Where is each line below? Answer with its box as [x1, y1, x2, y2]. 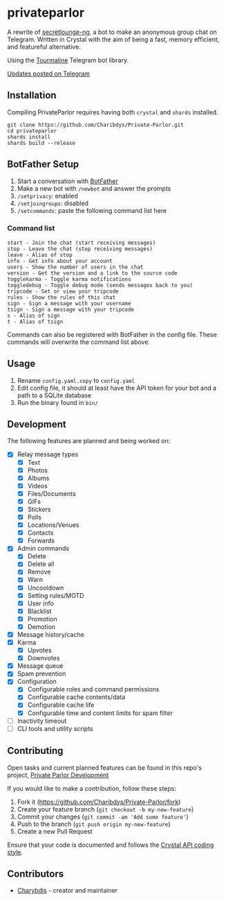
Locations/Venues [27, 521, 79, 529]
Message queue [17, 662, 64, 670]
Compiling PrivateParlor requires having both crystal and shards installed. [7, 108, 219, 116]
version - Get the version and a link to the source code [7, 269, 178, 277]
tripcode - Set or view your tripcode [7, 288, 119, 295]
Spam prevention [17, 669, 66, 678]
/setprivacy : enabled [17, 191, 78, 200]
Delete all [27, 560, 55, 568]
